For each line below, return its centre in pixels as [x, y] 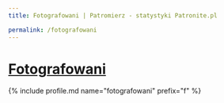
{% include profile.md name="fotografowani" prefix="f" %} [105, 91]
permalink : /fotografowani [53, 30]
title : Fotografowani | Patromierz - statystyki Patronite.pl [113, 15]
